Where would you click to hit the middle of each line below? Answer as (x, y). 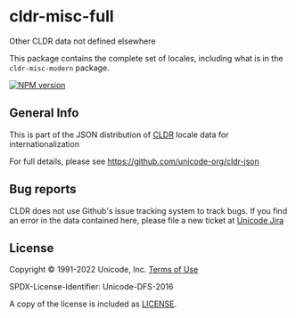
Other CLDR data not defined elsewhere (82, 41)
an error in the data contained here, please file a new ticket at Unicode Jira (147, 220)
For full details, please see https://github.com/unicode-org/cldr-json (135, 161)
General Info (44, 113)
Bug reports (43, 189)
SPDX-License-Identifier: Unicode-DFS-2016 (91, 287)
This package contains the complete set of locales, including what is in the (146, 58)
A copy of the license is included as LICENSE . (93, 304)
